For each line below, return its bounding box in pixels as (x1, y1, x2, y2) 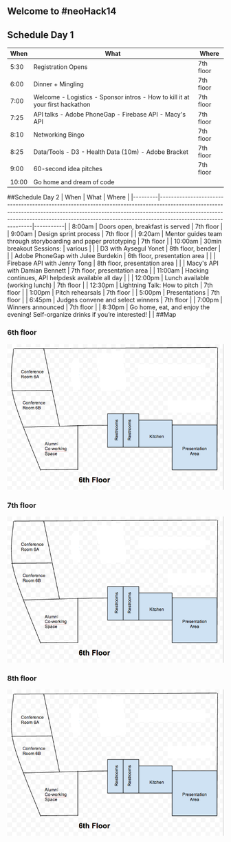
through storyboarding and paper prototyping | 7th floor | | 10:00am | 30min (7, 237, 222, 246)
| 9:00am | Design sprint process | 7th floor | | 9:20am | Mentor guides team (7, 230, 223, 238)
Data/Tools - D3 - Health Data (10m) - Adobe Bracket (33, 148, 189, 156)
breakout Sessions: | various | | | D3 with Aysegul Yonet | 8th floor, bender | (7, 244, 221, 253)
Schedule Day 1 (7, 29, 74, 41)
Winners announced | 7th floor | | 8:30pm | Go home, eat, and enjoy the (7, 303, 210, 311)
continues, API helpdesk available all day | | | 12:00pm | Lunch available (7, 274, 210, 282)
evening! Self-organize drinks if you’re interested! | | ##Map (7, 311, 177, 319)
